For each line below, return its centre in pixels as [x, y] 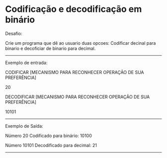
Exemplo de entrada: [26, 63]
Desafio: [14, 33]
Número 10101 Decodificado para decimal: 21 [51, 145]
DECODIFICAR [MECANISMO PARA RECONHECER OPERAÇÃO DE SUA [78, 97]
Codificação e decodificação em [74, 9]
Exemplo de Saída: [24, 126]
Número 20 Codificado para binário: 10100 [48, 136]
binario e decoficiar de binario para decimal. [50, 48]
